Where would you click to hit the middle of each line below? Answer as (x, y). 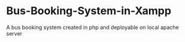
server (14, 33)
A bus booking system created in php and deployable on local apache (92, 27)
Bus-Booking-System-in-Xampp (89, 11)
